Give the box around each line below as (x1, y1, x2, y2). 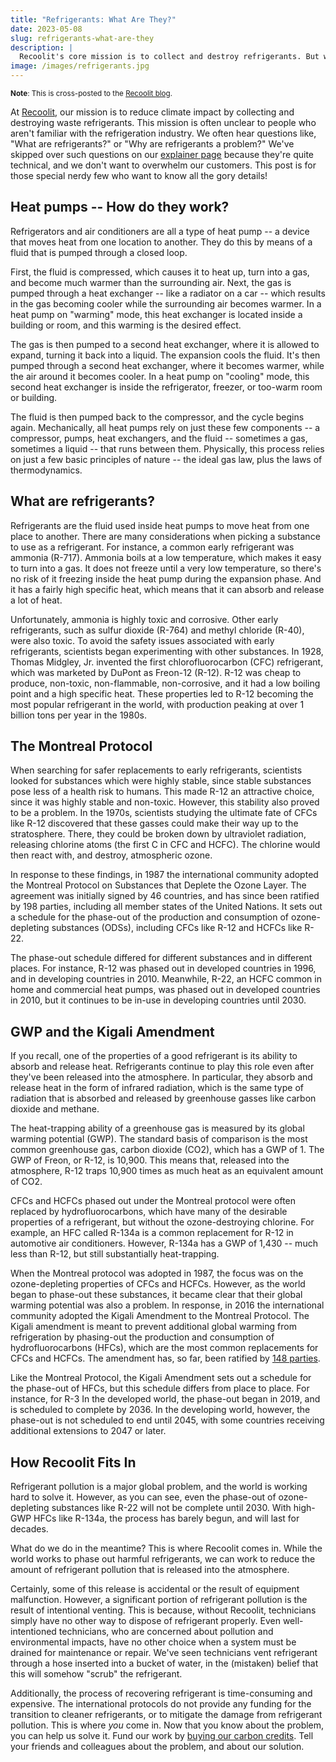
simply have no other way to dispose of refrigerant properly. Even (10, 1615, 281, 1627)
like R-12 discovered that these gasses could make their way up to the (10, 817, 299, 830)
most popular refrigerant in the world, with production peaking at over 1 (10, 698, 305, 710)
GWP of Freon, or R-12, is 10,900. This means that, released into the (10, 1154, 290, 1166)
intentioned (10, 1626, 57, 1638)
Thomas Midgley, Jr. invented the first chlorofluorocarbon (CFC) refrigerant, (10, 656, 324, 668)
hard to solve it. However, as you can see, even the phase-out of (10, 1491, 277, 1503)
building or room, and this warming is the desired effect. (10, 319, 242, 331)
